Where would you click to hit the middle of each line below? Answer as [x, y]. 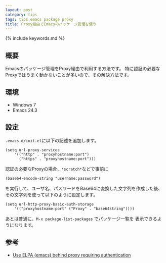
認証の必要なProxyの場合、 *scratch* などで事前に [57, 169]
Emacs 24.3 [25, 110]
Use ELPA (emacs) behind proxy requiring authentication [72, 255]
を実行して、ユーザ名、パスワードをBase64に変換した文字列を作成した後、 [84, 188]
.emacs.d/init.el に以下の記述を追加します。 [52, 140]
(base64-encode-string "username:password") [53, 178]
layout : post [19, 10]
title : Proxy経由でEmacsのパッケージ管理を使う [51, 24]
